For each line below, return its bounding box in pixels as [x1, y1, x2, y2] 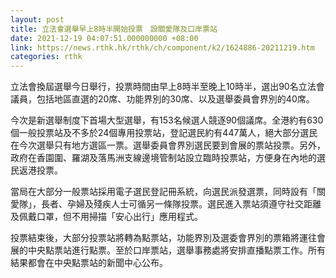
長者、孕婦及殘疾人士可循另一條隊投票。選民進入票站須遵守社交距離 [40, 198, 322, 210]
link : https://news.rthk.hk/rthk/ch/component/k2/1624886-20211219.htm [10, 42, 315, 53]
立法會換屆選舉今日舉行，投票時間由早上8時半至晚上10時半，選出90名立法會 [10, 81, 325, 93]
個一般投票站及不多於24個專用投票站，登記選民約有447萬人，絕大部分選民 [10, 127, 318, 139]
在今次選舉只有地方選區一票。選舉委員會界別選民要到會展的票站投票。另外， [10, 139, 326, 151]
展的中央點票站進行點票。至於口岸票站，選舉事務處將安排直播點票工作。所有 [10, 244, 326, 256]
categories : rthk [10, 52, 83, 62]
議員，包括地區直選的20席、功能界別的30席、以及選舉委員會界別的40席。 [10, 93, 315, 105]
